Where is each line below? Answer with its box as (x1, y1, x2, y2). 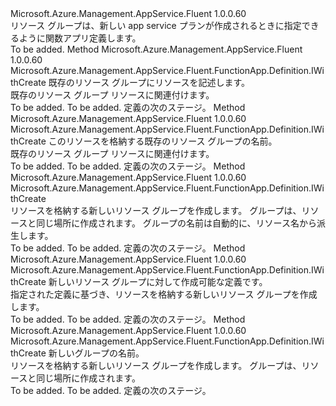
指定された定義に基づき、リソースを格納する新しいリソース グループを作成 (10, 288, 318, 300)
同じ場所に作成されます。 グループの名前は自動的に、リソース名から (36, 217, 317, 229)
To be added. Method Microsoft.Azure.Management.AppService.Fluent (10, 43, 303, 55)
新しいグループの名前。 (48, 347, 145, 359)
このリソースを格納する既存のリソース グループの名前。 (48, 135, 278, 147)
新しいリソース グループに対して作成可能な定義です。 (48, 276, 268, 287)
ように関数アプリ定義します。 (18, 32, 142, 44)
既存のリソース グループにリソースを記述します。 (48, 77, 251, 88)
